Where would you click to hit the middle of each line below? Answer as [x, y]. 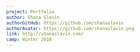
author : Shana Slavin [33, 17]
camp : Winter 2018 [29, 39]
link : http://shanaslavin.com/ [45, 34]
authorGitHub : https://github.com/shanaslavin [65, 23]
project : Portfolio [30, 12]
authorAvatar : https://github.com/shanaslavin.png [70, 28]
